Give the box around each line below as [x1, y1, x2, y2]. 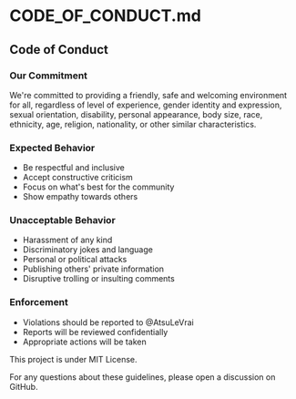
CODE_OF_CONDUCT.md [9, 5, 202, 26]
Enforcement [9, 296, 68, 309]
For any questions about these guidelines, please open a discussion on [9, 371, 276, 383]
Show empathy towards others [22, 191, 138, 202]
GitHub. [9, 381, 38, 392]
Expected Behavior [9, 141, 96, 154]
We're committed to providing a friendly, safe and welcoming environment [9, 89, 288, 100]
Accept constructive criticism [22, 172, 134, 183]
